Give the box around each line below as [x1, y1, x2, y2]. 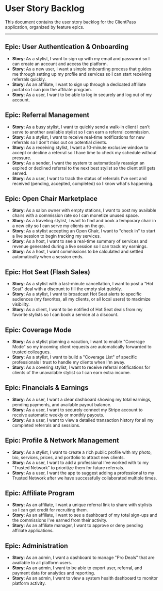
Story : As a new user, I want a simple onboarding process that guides [12, 66, 152, 72]
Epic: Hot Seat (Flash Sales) [5, 268, 91, 276]
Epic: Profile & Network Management [5, 436, 119, 444]
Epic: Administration [5, 542, 68, 550]
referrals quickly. [12, 76, 46, 82]
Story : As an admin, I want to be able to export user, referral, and [12, 565, 142, 571]
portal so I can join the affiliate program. [12, 86, 92, 92]
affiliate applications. [12, 527, 54, 534]
